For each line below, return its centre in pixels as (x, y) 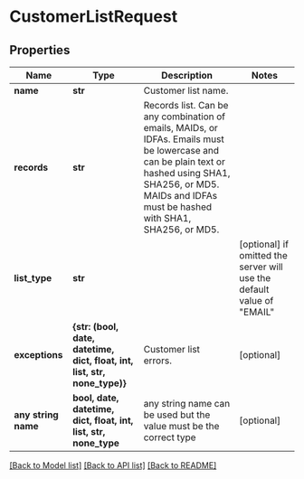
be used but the (177, 415)
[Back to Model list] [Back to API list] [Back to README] (113, 465)
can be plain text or (185, 162)
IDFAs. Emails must (184, 139)
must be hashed (178, 207)
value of (256, 301)
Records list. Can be (186, 105)
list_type (33, 278)
